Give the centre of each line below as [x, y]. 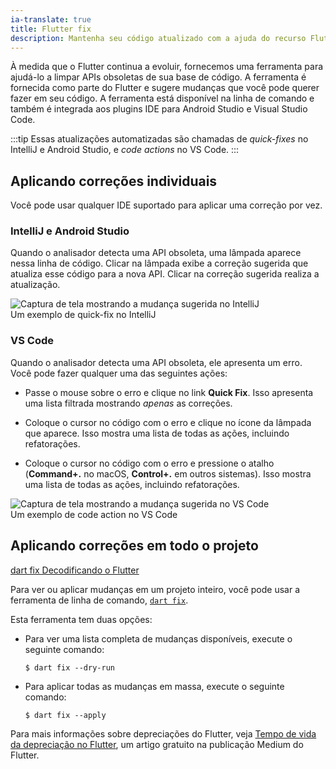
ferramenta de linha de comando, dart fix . [99, 600]
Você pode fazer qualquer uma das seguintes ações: [119, 373]
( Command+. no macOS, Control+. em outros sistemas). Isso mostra [168, 473]
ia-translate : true [51, 19]
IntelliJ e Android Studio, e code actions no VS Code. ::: [125, 150]
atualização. [35, 285]
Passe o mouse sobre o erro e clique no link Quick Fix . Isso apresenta [169, 392]
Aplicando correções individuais [114, 181]
